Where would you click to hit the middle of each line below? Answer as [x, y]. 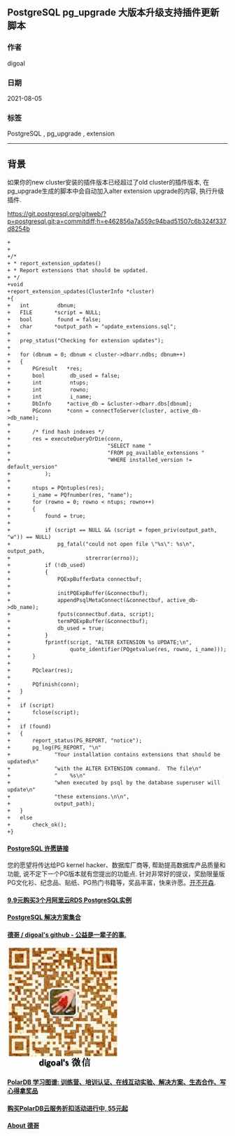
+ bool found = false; [54, 320]
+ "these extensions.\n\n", [69, 797]
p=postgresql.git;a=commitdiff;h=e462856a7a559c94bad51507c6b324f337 [117, 221]
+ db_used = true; [56, 629]
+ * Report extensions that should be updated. [78, 271]
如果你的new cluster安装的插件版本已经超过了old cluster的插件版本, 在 [108, 182]
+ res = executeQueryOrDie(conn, [65, 439]
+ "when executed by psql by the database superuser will [114, 783]
